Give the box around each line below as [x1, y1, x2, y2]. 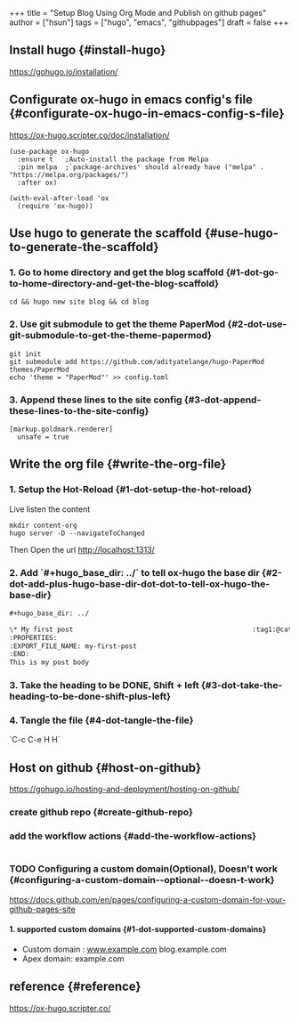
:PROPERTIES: [9, 633, 58, 642]
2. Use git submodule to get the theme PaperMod [9, 318, 226, 330]
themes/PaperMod [9, 365, 69, 374]
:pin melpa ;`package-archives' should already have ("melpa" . [17, 162, 265, 172]
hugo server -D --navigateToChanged [9, 529, 145, 538]
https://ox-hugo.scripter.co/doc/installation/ [9, 129, 171, 141]
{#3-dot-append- [183, 393, 262, 406]
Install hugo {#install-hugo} [9, 43, 166, 58]
